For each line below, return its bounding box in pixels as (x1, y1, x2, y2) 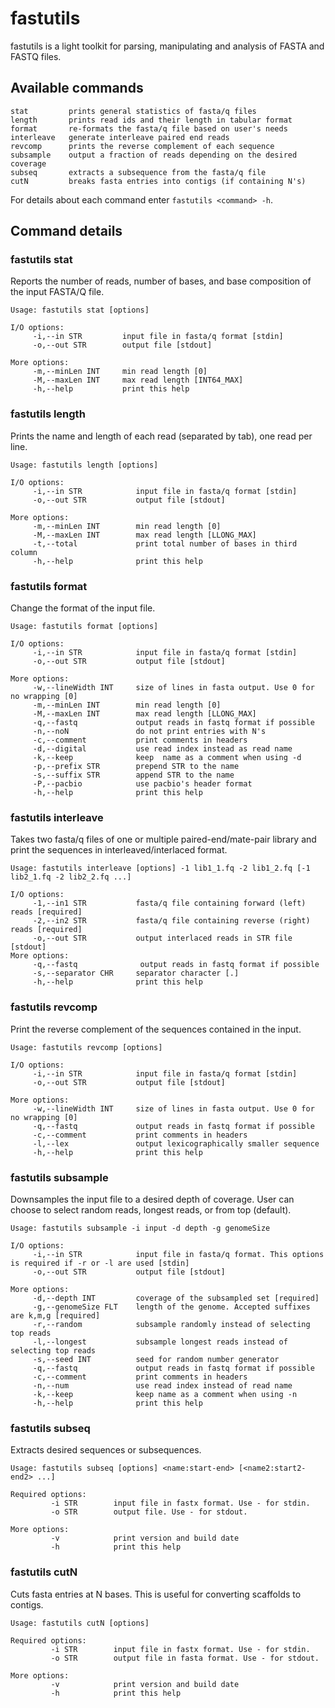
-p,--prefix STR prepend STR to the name (32, 762, 240, 772)
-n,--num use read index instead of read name (32, 1380, 293, 1391)
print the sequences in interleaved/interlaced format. (10, 844, 228, 856)
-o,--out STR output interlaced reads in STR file (32, 933, 293, 944)
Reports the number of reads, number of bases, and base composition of (10, 275, 312, 287)
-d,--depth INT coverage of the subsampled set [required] (32, 1293, 320, 1303)
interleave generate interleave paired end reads (10, 132, 230, 142)
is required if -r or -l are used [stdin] (10, 1258, 190, 1268)
